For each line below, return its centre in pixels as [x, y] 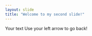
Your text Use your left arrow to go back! [46, 28]
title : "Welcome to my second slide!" [45, 14]
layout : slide [20, 10]
